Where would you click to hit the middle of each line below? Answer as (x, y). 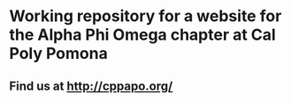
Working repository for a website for (145, 16)
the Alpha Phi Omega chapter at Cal (142, 35)
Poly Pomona (58, 54)
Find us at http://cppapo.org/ (91, 86)
